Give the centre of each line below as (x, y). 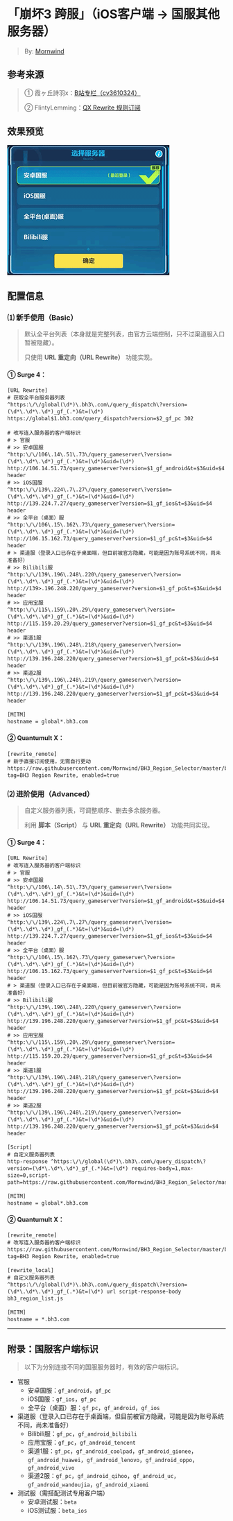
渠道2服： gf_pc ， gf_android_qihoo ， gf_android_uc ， (104, 1476)
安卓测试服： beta (52, 1502)
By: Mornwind (44, 51)
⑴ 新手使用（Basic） (42, 318)
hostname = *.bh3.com (38, 1320)
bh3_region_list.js (35, 1299)
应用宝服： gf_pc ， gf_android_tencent (82, 1443)
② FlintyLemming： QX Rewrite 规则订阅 (82, 108)
